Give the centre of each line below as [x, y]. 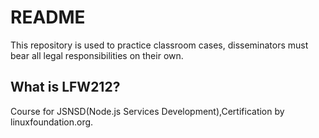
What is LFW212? [65, 87]
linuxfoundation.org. [52, 122]
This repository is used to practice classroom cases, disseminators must [159, 45]
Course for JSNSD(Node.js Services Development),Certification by [147, 111]
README [48, 17]
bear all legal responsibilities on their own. [97, 55]
